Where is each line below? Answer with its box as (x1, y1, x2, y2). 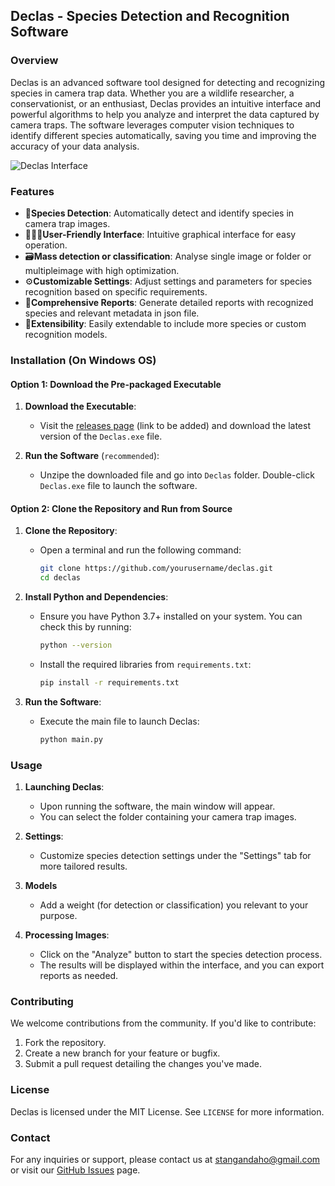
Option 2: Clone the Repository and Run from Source (10, 502, 233, 514)
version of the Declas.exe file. (39, 430, 163, 443)
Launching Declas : (24, 780, 105, 793)
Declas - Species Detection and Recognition (10, 8, 290, 25)
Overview (10, 54, 59, 68)
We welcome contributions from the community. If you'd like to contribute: (10, 1017, 317, 1029)
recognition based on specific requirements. (24, 285, 208, 298)
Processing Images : (24, 929, 110, 941)
